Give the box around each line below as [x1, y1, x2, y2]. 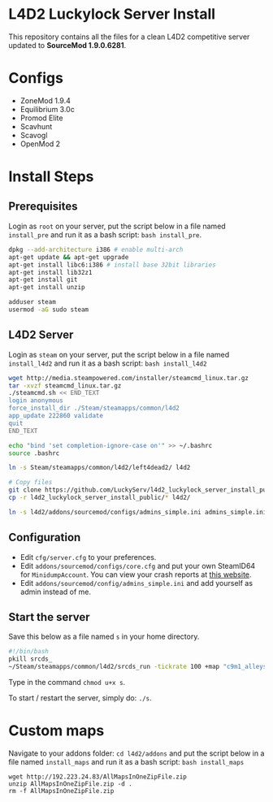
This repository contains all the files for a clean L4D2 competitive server [8, 32, 250, 41]
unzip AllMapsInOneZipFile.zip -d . [8, 780, 132, 788]
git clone [8, 486, 42, 494]
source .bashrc [8, 449, 60, 457]
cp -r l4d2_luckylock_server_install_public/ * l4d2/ [8, 493, 191, 502]
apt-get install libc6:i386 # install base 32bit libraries [8, 261, 217, 269]
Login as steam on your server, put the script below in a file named [8, 349, 230, 359]
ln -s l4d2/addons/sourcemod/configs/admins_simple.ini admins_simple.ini [8, 508, 267, 516]
